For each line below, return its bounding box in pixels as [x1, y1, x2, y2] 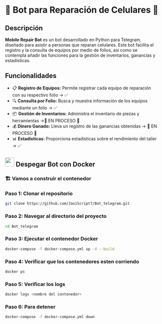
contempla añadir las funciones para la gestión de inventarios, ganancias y [5, 52, 156, 58]
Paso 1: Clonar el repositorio [5, 190, 73, 197]
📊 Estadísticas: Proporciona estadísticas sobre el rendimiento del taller [12, 135, 157, 141]
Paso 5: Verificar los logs [5, 281, 65, 287]
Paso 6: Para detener [5, 303, 56, 310]
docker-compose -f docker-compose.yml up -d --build [5, 246, 115, 251]
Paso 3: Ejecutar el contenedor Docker [5, 236, 99, 242]
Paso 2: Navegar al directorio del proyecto [5, 213, 107, 219]
